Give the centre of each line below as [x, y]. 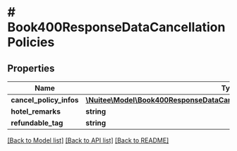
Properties [31, 68]
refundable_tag [37, 123]
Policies [31, 42]
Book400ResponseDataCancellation [116, 27]
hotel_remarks [36, 111]
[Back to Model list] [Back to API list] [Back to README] [88, 140]
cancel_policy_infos [45, 100]
